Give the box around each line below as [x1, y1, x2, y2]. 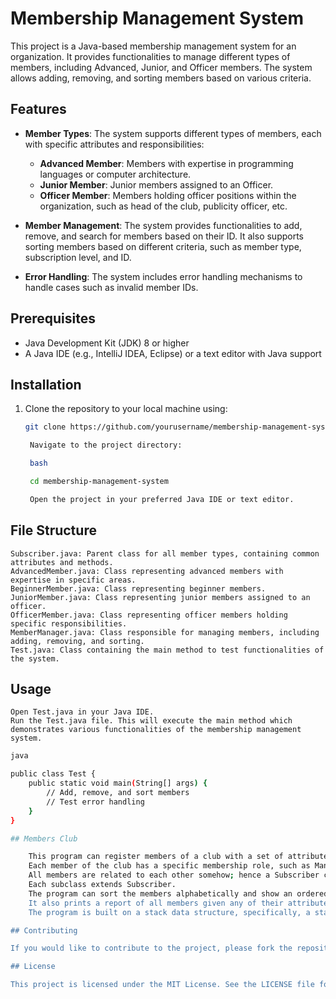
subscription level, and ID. [24, 251, 132, 263]
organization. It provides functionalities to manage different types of [10, 50, 291, 62]
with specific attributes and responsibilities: [24, 138, 205, 150]
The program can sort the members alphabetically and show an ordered [28, 888, 329, 899]
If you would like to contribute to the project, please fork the [10, 943, 293, 954]
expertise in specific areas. [10, 575, 137, 585]
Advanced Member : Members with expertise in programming [39, 157, 294, 169]
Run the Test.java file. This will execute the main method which [10, 716, 293, 726]
